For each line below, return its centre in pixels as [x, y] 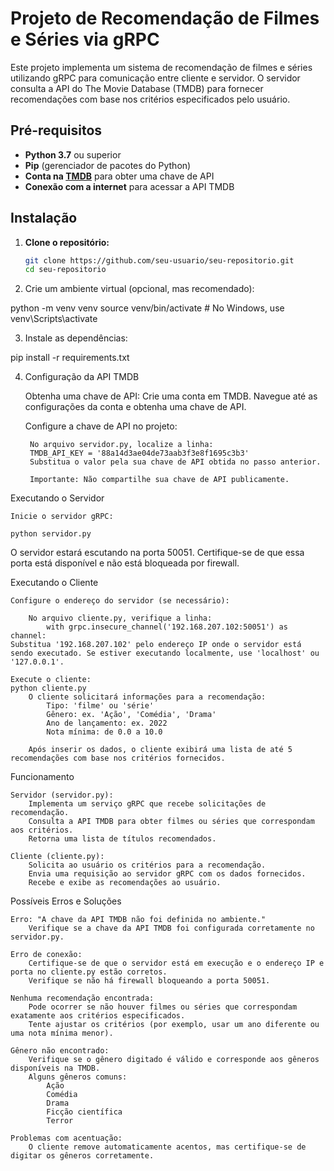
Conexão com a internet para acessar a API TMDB [129, 186]
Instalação [44, 218]
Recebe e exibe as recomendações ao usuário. [125, 883]
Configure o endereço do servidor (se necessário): [120, 601]
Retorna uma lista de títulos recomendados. [122, 839]
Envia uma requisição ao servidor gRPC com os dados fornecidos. [167, 874]
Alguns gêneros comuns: [78, 1077]
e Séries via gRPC [85, 39]
